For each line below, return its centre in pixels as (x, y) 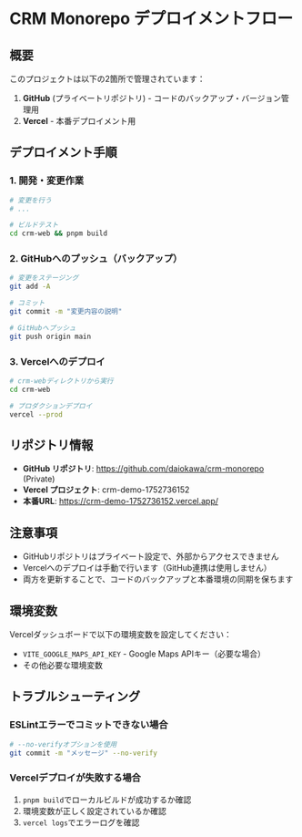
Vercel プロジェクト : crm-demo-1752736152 (106, 490)
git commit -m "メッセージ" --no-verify (83, 753)
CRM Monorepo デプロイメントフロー (151, 19)
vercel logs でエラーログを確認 (81, 822)
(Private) (39, 479)
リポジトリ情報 (51, 444)
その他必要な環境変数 (62, 665)
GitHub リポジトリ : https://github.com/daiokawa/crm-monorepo (143, 469)
